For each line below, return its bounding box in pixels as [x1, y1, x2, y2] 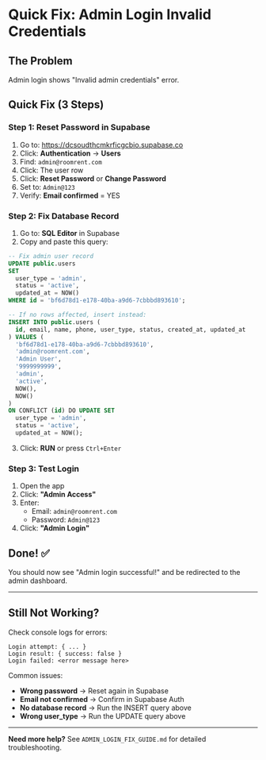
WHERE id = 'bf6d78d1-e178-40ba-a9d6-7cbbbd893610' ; [8, 296, 186, 305]
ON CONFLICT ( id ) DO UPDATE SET [8, 407, 115, 415]
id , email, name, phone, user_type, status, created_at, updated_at [15, 326, 246, 334]
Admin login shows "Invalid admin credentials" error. [8, 75, 180, 84]
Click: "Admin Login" [19, 523, 89, 533]
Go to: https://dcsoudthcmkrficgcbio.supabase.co [19, 140, 184, 149]
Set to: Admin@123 [19, 182, 75, 191]
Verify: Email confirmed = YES [19, 191, 120, 200]
